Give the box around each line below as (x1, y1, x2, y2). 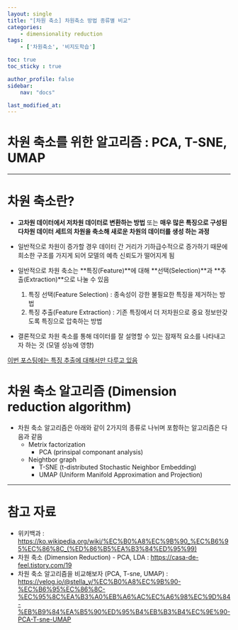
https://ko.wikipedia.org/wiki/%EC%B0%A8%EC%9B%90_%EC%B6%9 (17, 537, 229, 545)
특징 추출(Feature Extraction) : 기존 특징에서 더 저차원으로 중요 (28, 308, 203, 317)
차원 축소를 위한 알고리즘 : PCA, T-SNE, (7, 134, 227, 151)
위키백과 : (17, 529, 45, 537)
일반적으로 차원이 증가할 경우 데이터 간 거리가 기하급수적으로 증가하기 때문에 (17, 242, 228, 251)
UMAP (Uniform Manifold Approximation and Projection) (38, 470, 203, 479)
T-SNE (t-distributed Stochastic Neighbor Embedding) (38, 463, 197, 472)
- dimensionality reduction (20, 30, 103, 38)
